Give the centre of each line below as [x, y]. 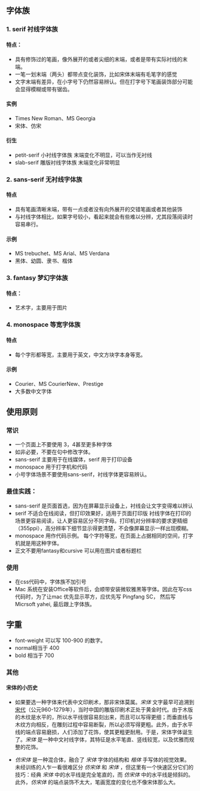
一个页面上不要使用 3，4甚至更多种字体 [63, 445]
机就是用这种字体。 [39, 543]
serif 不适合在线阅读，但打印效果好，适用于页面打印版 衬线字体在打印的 [103, 513]
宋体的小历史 [22, 687]
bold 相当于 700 [34, 655]
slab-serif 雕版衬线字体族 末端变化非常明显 [67, 162]
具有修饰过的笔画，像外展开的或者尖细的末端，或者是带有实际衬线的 [99, 59]
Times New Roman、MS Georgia [55, 118]
